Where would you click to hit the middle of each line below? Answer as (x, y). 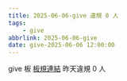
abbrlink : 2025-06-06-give (53, 38)
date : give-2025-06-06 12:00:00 (62, 45)
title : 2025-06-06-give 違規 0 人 (63, 15)
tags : (17, 23)
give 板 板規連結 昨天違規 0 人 (57, 69)
